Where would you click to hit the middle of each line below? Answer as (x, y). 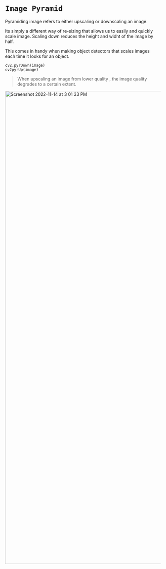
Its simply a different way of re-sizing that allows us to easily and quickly (79, 31)
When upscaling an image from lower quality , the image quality (82, 79)
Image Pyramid (34, 9)
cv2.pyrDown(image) (25, 65)
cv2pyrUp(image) (22, 70)
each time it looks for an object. (37, 56)
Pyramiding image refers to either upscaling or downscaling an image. (77, 21)
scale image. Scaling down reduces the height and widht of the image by (79, 36)
